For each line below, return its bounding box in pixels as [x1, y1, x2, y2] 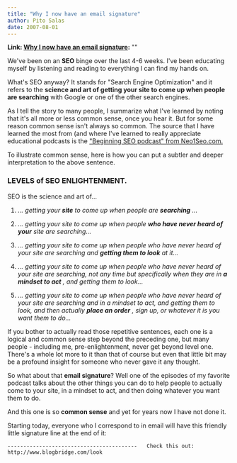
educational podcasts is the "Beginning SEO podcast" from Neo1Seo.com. [7, 137, 224, 145]
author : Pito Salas [7, 17, 65, 24]
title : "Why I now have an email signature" [7, 10, 141, 18]
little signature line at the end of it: [7, 428, 107, 437]
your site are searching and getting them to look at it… [17, 248, 179, 257]
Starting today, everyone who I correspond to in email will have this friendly [7, 421, 227, 430]
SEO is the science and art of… [7, 192, 98, 201]
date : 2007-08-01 [7, 23, 59, 30]
